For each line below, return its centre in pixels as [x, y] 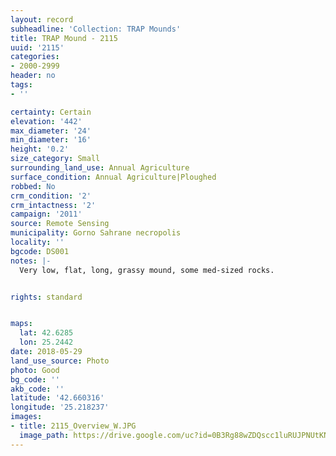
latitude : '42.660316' [57, 398]
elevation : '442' [46, 121]
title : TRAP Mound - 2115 [64, 38]
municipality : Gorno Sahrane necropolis [96, 233]
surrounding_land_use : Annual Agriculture [100, 168]
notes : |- [31, 261]
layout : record [42, 19]
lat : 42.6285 [46, 333]
